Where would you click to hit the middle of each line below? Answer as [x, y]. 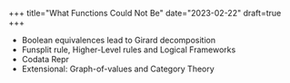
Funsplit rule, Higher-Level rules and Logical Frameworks [129, 50]
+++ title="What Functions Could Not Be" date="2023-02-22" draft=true [145, 13]
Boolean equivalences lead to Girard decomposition [119, 40]
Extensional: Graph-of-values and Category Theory [118, 69]
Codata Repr [45, 59]
